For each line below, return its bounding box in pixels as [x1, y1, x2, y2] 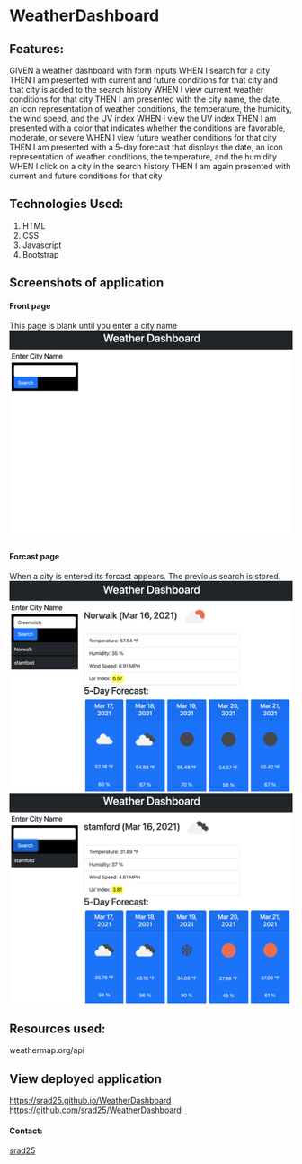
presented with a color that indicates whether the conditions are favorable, [9, 123, 286, 133]
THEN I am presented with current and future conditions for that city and [9, 75, 279, 86]
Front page [9, 300, 51, 311]
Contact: [9, 1125, 43, 1136]
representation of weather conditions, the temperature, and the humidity [9, 151, 277, 162]
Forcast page [9, 550, 60, 561]
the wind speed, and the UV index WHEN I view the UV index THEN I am [9, 114, 277, 123]
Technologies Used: [9, 196, 124, 212]
